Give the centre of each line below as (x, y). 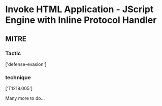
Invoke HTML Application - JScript (79, 9)
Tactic (13, 53)
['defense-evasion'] (26, 64)
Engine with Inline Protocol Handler (81, 20)
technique (18, 77)
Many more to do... (25, 98)
